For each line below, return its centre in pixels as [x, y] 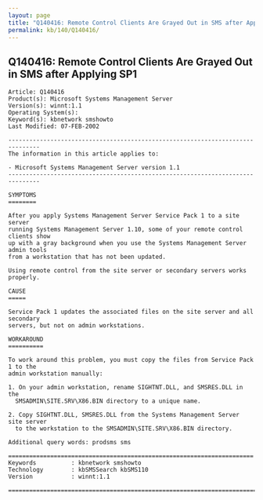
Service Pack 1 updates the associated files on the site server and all [131, 312]
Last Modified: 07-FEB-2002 [54, 126]
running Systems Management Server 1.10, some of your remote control [126, 230]
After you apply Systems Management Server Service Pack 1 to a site [124, 216]
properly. [24, 278]
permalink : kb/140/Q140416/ [54, 30]
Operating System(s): [43, 113]
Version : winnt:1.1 [59, 477]
